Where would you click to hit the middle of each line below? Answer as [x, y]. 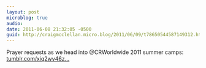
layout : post [23, 12]
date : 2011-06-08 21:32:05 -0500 [49, 29]
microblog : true [27, 18]
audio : [15, 23]
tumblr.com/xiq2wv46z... [38, 59]
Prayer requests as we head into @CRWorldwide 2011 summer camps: [95, 52]
